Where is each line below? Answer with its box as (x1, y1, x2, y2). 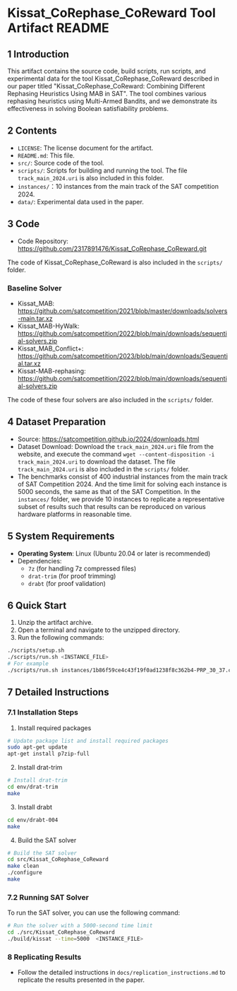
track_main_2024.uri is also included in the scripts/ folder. (17, 464, 190, 473)
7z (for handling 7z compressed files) (28, 564, 136, 573)
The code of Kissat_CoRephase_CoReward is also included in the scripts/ (7, 258, 224, 266)
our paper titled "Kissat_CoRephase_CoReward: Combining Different (7, 82, 205, 90)
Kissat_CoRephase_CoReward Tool (7, 5, 217, 21)
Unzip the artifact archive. (17, 618, 94, 627)
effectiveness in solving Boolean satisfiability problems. (7, 105, 169, 112)
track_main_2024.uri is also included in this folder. (17, 173, 164, 182)
